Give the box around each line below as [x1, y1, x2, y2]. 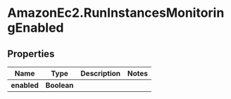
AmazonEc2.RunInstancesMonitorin [7, 5, 225, 21]
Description [80, 69, 121, 78]
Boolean [45, 81, 74, 90]
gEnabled [7, 20, 64, 36]
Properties [7, 48, 55, 60]
